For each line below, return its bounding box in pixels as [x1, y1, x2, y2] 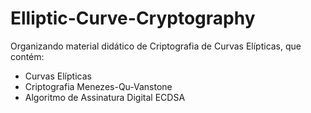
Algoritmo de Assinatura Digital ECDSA [24, 91, 186, 103]
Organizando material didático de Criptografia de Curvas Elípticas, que [10, 40, 302, 52]
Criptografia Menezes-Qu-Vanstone [24, 80, 173, 92]
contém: [10, 50, 45, 62]
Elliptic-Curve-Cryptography [10, 7, 256, 30]
